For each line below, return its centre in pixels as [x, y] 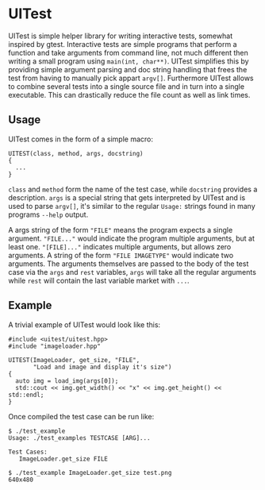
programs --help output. [48, 214]
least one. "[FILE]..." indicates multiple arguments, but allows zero [120, 246]
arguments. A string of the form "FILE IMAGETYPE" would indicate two [121, 255]
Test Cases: [28, 452]
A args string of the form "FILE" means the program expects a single [121, 230]
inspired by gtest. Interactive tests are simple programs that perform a [123, 44]
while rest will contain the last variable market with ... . [99, 280]
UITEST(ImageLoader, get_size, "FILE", [74, 360]
